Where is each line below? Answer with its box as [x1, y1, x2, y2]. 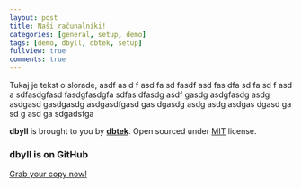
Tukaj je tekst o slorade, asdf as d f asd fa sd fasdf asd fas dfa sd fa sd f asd [9, 80, 293, 90]
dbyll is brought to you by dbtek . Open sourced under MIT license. [9, 126, 258, 136]
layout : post [9, 13, 58, 22]
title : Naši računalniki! [9, 22, 106, 31]
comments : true [9, 55, 66, 64]
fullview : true [9, 47, 66, 56]
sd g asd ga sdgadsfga [9, 109, 94, 119]
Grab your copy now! [9, 168, 87, 180]
